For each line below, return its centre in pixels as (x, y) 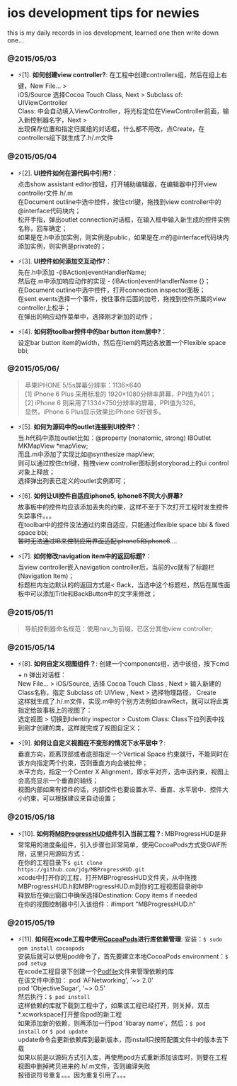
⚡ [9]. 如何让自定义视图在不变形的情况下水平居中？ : (92, 743)
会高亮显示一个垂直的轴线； (58, 781)
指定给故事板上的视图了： (55, 711)
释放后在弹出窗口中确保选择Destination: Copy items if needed (107, 895)
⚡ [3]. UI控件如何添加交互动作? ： (64, 261)
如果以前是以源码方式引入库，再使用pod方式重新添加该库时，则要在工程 (122, 1058)
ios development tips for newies (103, 13)
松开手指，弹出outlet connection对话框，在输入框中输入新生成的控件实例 (123, 219)
